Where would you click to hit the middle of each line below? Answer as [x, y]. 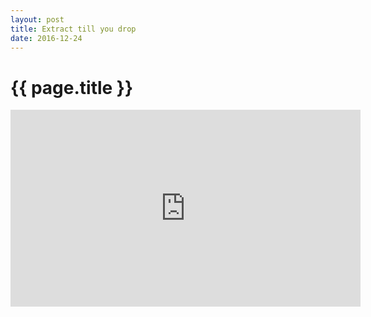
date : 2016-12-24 [46, 38]
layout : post [37, 19]
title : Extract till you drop [73, 29]
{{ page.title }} [72, 87]
